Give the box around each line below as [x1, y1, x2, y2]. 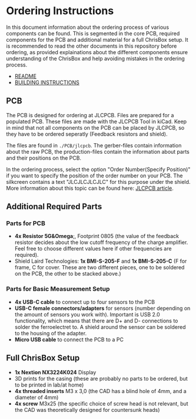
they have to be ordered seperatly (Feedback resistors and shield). [6, 130, 168, 137]
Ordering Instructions [6, 4, 114, 18]
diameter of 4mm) [14, 394, 59, 401]
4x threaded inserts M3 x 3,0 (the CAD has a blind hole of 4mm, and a [14, 387, 187, 394]
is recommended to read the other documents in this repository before [6, 42, 177, 50]
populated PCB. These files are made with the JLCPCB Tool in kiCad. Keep [6, 118, 187, 125]
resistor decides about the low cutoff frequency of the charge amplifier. [14, 239, 188, 246]
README [14, 72, 37, 80]
